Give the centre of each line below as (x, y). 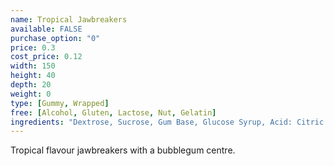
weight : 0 (31, 94)
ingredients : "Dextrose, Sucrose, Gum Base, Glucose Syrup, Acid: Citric (167, 122)
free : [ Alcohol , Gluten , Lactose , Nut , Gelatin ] (113, 112)
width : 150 (33, 66)
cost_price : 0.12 (46, 57)
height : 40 (33, 76)
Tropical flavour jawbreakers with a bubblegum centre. (123, 150)
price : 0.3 (33, 47)
